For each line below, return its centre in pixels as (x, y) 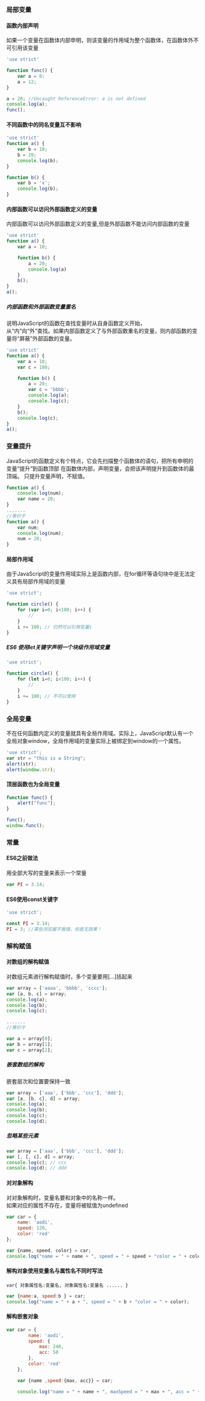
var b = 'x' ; (34, 183)
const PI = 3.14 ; (28, 924)
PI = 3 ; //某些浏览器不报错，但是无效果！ (54, 929)
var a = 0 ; (31, 76)
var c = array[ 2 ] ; (30, 1050)
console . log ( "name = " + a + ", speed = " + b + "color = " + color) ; (98, 1302)
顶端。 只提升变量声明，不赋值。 (47, 476)
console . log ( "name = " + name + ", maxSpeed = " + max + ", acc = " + (109, 1392)
